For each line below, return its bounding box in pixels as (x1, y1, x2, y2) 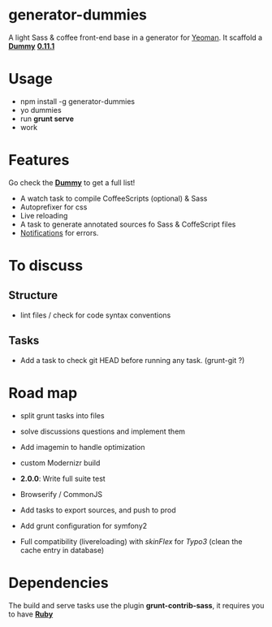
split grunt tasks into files (19, 410, 105, 420)
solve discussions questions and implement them (19, 426, 185, 436)
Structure (8, 288, 58, 302)
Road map (8, 383, 78, 402)
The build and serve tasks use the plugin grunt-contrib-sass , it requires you (8, 600, 265, 610)
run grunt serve (19, 114, 75, 123)
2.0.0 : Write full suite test (19, 473, 106, 483)
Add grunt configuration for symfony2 (19, 521, 148, 530)
